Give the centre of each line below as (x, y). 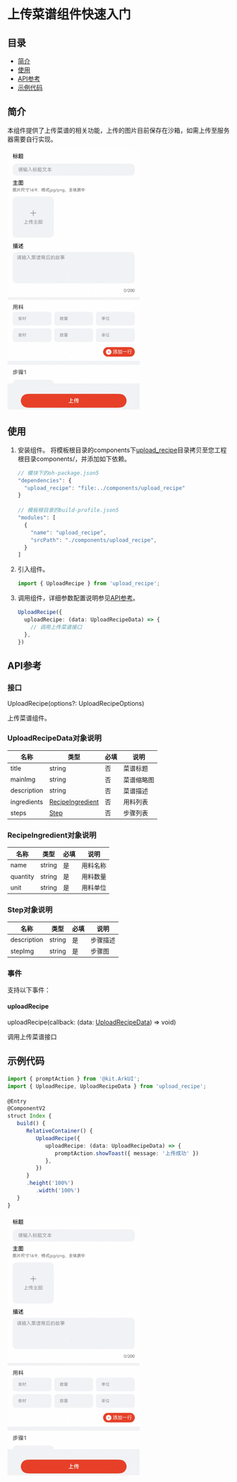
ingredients (27, 802)
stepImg (22, 951)
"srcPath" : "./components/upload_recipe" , (94, 540)
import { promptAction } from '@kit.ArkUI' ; (74, 1079)
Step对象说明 (30, 910)
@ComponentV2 (26, 1109)
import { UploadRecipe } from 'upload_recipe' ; (89, 583)
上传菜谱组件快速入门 (69, 14)
